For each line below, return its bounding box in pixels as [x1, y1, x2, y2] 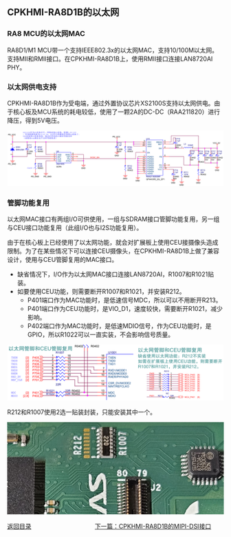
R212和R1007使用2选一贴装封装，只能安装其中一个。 [7, 408, 157, 416]
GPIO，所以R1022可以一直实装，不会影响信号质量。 [27, 330, 175, 339]
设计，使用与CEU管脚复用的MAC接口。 [7, 256, 118, 264]
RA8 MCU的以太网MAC [7, 29, 86, 39]
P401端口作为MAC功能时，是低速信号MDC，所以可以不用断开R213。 [27, 296, 222, 305]
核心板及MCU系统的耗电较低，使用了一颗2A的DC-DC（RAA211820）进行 [12, 108, 221, 116]
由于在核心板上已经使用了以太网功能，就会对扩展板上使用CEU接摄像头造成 [7, 239, 219, 247]
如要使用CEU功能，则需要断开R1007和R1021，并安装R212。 [16, 287, 186, 296]
